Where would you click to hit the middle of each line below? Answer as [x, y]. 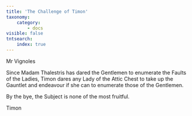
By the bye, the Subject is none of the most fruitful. [68, 96]
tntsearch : [19, 39]
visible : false [25, 34]
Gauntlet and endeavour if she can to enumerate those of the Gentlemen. [95, 85]
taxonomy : [18, 17]
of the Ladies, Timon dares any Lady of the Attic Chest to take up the [90, 79]
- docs [35, 28]
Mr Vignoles [21, 61]
